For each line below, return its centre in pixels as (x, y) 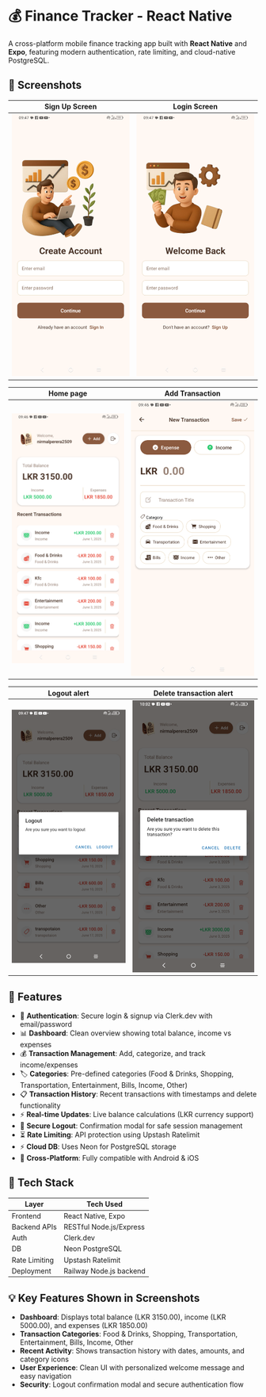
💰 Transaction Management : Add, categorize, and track (112, 1053)
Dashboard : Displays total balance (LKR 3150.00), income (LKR (123, 1317)
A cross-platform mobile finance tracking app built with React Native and (128, 43)
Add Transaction (192, 393)
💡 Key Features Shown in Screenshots (104, 1298)
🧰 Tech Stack (41, 1183)
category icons (44, 1359)
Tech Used (104, 1204)
